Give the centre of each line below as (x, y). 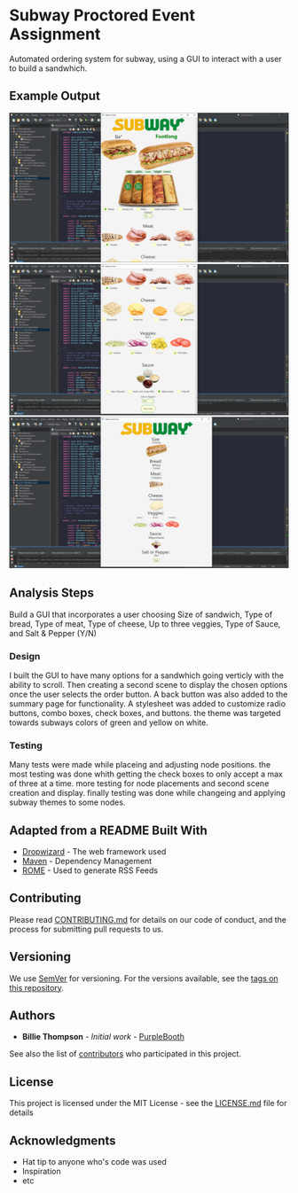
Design (25, 656)
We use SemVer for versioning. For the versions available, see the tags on (144, 978)
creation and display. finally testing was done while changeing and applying (147, 793)
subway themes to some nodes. (67, 802)
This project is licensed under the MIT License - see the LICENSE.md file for (148, 1103)
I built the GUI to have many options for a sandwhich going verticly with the (146, 675)
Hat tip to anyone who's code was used (94, 1162)
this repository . (37, 987)
